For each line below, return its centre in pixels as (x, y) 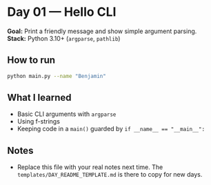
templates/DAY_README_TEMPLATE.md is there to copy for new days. (110, 175)
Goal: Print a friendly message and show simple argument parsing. (102, 31)
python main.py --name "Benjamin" (57, 76)
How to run (31, 60)
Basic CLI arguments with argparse (67, 114)
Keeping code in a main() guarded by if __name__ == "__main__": (111, 129)
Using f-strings (39, 121)
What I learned (39, 98)
